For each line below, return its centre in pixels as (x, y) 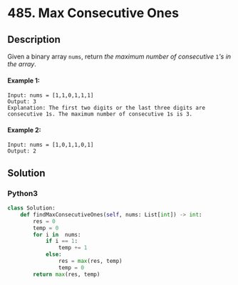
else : (53, 254)
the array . (22, 64)
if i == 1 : (62, 241)
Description (34, 40)
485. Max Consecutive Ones (93, 13)
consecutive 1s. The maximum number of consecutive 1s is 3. (100, 114)
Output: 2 (22, 151)
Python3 (22, 193)
